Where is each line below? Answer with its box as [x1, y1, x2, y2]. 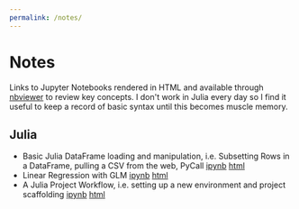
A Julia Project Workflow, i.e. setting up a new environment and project [22, 179, 286, 190]
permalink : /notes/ [9, 13, 83, 23]
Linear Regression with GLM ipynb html [22, 170, 168, 181]
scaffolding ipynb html [22, 189, 105, 200]
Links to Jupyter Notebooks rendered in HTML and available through [9, 82, 264, 93]
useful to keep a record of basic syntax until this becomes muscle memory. [9, 101, 288, 112]
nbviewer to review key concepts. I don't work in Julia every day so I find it [9, 91, 286, 102]
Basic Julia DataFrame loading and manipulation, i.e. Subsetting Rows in [22, 150, 290, 162]
